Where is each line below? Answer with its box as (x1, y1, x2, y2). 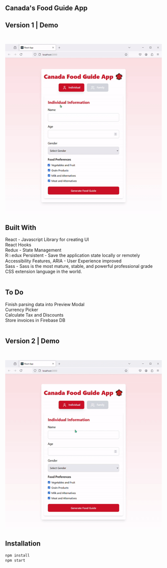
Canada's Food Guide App (5, 4, 88, 12)
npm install (5, 553, 30, 558)
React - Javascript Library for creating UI (5, 237, 89, 243)
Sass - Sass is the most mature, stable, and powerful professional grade (5, 263, 153, 269)
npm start (5, 558, 26, 563)
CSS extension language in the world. (5, 268, 82, 275)
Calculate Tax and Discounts (5, 312, 64, 318)
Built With (5, 223, 36, 232)
